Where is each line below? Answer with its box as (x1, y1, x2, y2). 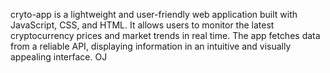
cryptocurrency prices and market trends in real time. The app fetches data (10, 30, 321, 41)
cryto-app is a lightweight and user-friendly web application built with (10, 9, 298, 20)
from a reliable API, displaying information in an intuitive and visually (10, 40, 292, 52)
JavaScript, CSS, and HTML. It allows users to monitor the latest (10, 19, 275, 31)
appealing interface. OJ (10, 51, 108, 63)
